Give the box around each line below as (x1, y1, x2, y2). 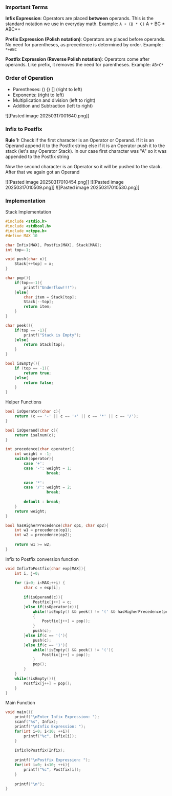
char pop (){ (5, 275, 31, 281)
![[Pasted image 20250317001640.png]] (5, 112, 90, 119)
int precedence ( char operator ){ (5, 447, 74, 452)
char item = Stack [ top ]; (24, 294, 77, 299)
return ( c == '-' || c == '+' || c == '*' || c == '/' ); (14, 414, 139, 419)
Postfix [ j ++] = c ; (32, 599, 72, 605)
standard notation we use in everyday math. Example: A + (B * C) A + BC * (5, 21, 165, 27)
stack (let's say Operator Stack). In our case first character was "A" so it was (5, 148, 167, 154)
